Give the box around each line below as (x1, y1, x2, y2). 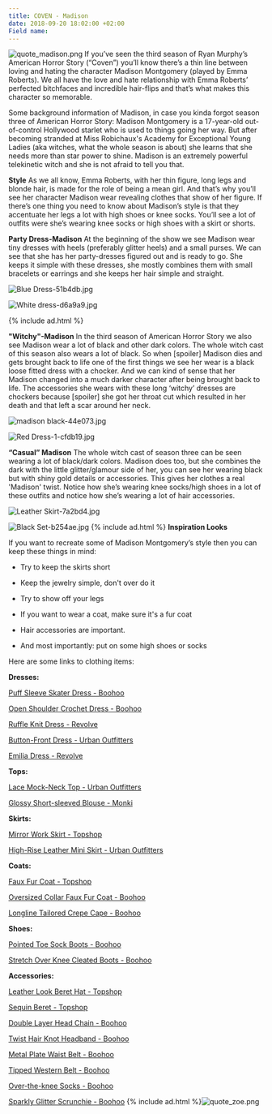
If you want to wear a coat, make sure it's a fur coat (19, 609, 193, 619)
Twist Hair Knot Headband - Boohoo (8, 1034, 130, 1043)
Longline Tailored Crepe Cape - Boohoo (8, 908, 142, 918)
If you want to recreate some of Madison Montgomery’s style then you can (8, 538, 257, 548)
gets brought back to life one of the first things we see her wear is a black (8, 358, 255, 368)
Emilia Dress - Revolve (8, 751, 83, 761)
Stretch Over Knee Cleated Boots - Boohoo (8, 955, 152, 966)
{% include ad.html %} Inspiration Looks (90, 523, 228, 532)
